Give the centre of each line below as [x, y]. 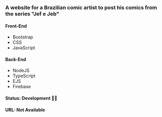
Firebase [22, 87]
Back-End [16, 59]
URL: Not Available [25, 109]
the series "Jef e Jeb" [32, 14]
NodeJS [21, 71]
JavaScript [24, 48]
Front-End [16, 26]
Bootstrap [23, 37]
